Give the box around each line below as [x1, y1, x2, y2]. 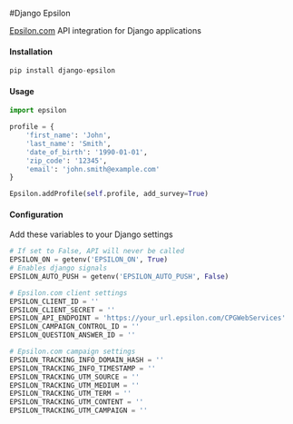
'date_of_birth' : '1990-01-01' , [25, 147, 148, 157]
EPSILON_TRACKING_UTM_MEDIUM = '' [9, 380, 141, 389]
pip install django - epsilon [9, 66, 116, 75]
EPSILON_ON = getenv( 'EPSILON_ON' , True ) [9, 255, 169, 264]
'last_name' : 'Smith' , [25, 139, 112, 148]
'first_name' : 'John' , [25, 131, 112, 140]
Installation [9, 45, 53, 57]
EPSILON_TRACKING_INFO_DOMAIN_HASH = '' [9, 355, 165, 364]
